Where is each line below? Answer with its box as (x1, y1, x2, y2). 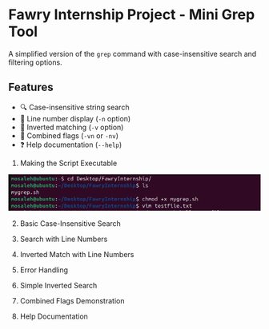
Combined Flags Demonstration (19, 296, 125, 306)
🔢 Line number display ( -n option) (19, 113, 131, 123)
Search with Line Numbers (19, 234, 108, 244)
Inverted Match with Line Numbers (19, 250, 134, 260)
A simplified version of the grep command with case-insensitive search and (8, 49, 257, 58)
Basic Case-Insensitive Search (19, 219, 122, 228)
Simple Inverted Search (19, 281, 98, 291)
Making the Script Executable (19, 158, 118, 168)
